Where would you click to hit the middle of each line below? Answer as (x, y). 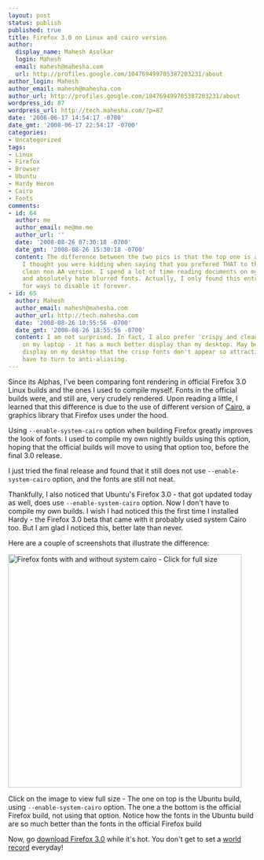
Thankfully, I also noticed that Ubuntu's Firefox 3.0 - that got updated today (130, 494)
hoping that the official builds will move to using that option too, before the (128, 447)
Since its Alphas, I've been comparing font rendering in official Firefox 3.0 (127, 382)
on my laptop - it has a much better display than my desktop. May (135, 345)
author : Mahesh (40, 301)
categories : (27, 132)
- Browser (24, 169)
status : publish (35, 23)
